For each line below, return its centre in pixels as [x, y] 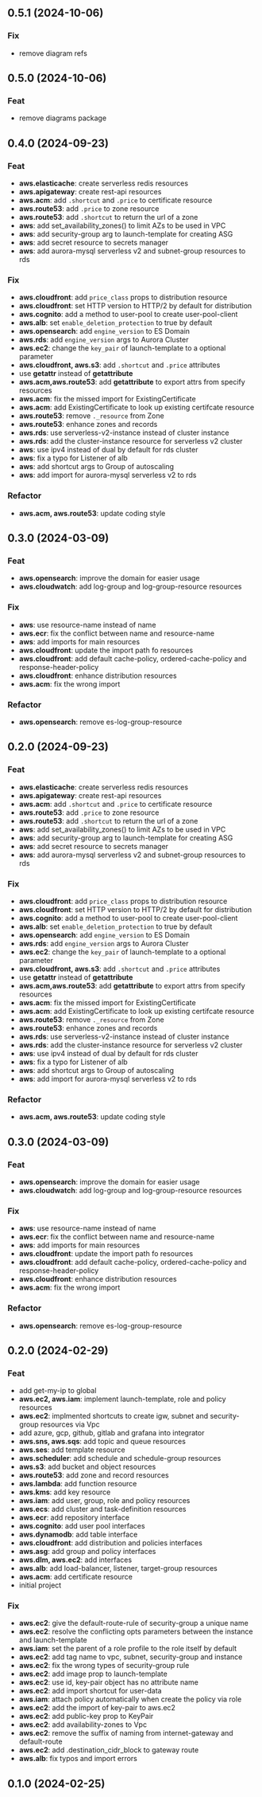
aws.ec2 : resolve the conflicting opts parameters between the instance [136, 1631]
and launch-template [53, 1640]
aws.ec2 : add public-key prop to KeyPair [86, 1717]
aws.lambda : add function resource [78, 1484]
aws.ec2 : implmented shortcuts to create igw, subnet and [113, 1416]
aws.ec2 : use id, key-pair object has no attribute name [109, 1682]
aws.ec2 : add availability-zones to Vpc [83, 1725]
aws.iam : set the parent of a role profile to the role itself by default [128, 1649]
